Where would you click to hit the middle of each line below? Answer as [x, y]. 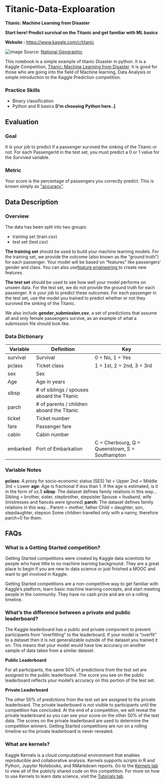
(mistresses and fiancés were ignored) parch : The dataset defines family [79, 502]
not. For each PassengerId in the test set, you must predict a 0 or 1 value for [82, 152]
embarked [20, 449]
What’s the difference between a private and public [68, 613]
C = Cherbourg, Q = [118, 443]
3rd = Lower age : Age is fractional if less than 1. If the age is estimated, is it [82, 486]
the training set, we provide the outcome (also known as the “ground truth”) [82, 256]
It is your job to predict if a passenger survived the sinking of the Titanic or [81, 147]
